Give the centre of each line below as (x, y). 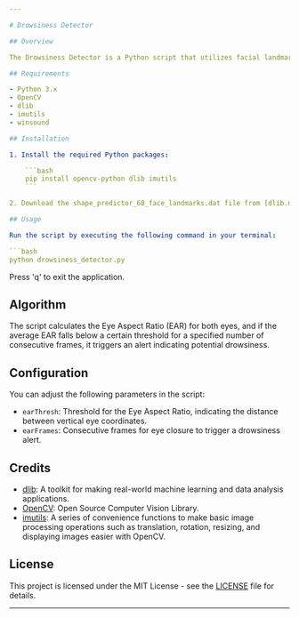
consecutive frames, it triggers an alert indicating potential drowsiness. (139, 345)
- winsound (29, 122)
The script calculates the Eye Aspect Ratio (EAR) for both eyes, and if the (143, 326)
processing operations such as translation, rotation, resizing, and (141, 526)
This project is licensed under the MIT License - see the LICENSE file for (141, 586)
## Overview (31, 41)
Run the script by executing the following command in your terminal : (143, 235)
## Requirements (39, 73)
